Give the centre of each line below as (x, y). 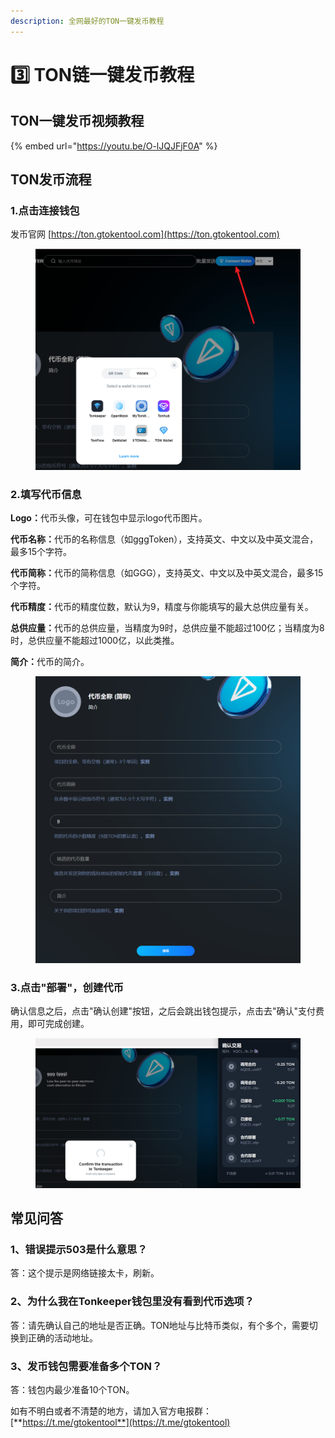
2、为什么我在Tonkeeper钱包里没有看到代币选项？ (132, 1302)
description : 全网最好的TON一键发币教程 (87, 21)
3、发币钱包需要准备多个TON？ (86, 1366)
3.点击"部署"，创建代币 (67, 988)
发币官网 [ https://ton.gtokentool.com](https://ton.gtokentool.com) (145, 234)
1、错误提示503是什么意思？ (79, 1250)
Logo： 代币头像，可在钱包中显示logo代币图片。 (109, 518)
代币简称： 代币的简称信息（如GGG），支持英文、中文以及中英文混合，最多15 (167, 573)
